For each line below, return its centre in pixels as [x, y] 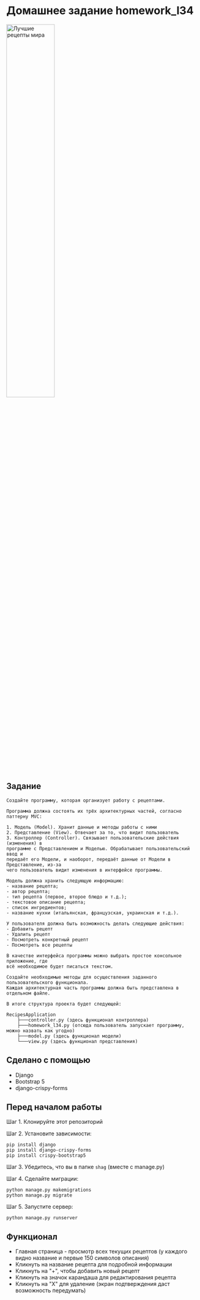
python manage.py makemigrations [49, 1190]
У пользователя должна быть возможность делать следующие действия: [95, 924]
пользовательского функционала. [47, 982]
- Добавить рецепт [30, 929]
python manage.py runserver [42, 1218]
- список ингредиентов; [37, 907]
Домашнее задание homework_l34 [100, 11]
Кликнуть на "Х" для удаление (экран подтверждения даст [92, 1284]
